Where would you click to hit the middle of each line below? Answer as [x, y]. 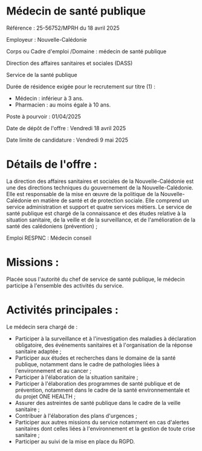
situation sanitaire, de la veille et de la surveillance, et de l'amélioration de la [101, 220]
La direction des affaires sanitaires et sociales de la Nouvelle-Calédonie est [100, 181]
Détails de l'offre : [52, 164]
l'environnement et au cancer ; [53, 370]
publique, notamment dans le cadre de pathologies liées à [87, 364]
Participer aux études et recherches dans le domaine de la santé [95, 358]
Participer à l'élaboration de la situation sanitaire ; [77, 377]
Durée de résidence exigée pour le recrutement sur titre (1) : [81, 87]
